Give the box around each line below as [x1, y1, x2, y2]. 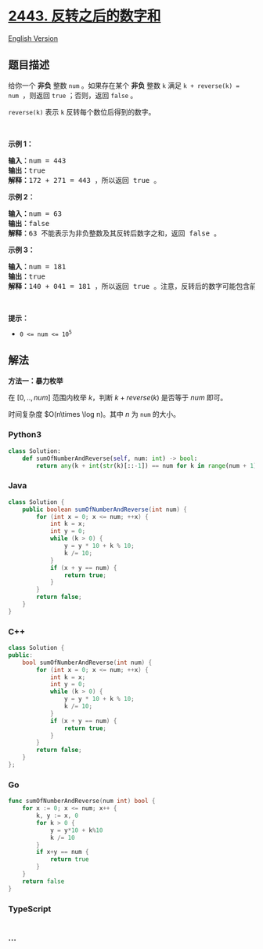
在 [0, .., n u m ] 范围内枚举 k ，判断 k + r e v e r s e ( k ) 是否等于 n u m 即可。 [8, 392, 228, 402]
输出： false [8, 219, 50, 228]
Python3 [8, 429, 41, 440]
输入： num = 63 [8, 209, 63, 218]
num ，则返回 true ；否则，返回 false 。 [8, 90, 138, 100]
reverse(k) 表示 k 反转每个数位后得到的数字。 [8, 107, 156, 116]
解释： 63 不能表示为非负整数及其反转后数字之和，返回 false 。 [8, 228, 222, 238]
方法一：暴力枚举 [8, 376, 63, 385]
